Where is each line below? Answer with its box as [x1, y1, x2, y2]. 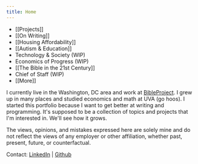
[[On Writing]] [15, 31, 50, 39]
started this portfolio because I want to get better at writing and [6, 101, 165, 109]
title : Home [6, 8, 36, 15]
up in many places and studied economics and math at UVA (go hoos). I [6, 95, 185, 102]
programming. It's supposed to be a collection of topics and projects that [6, 108, 188, 115]
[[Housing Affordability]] [15, 38, 76, 45]
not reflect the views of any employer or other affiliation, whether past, [6, 133, 183, 140]
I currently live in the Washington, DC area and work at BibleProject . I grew [6, 88, 193, 96]
